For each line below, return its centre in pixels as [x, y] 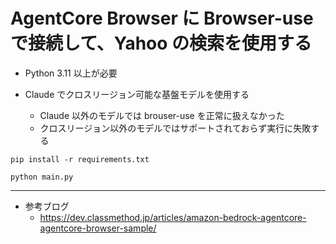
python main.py [42, 177]
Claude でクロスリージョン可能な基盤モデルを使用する [137, 94]
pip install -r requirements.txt [80, 159]
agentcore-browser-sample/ [98, 228]
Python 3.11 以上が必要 [71, 73]
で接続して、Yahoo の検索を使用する [161, 43]
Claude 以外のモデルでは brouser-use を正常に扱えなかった [162, 115]
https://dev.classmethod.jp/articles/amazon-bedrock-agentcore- [173, 217]
